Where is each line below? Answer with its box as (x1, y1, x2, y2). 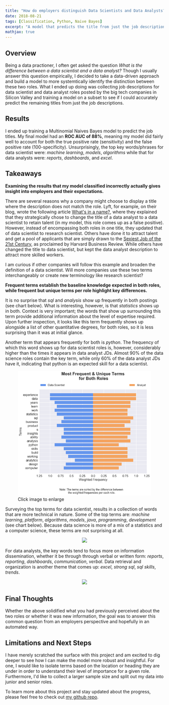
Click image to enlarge (18, 496, 64, 502)
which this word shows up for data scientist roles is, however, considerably (5, 344, 161, 351)
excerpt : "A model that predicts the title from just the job (5, 24, 138, 29)
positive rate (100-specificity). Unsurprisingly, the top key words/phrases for (5, 144, 164, 150)
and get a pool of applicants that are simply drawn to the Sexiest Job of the (5, 236, 161, 242)
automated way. (5, 624, 39, 630)
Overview (5, 49, 37, 58)
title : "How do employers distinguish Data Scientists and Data (5, 8, 143, 13)
